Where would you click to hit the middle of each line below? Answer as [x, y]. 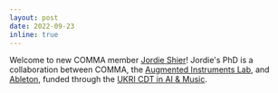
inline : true [34, 34]
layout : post [34, 18]
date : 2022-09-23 [42, 26]
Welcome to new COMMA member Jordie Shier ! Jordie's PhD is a [131, 60]
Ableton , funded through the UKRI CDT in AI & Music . [109, 79]
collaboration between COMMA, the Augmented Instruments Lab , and [139, 70]
